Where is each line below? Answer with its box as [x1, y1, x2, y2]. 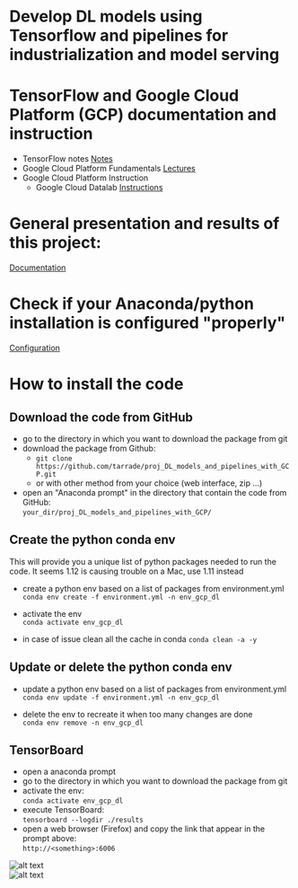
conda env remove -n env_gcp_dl [22, 718, 144, 727]
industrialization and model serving [9, 45, 280, 65]
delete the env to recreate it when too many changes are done [22, 708, 253, 719]
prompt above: [22, 833, 77, 844]
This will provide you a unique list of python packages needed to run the [9, 556, 276, 567]
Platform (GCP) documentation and [9, 105, 276, 125]
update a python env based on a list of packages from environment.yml [22, 683, 287, 694]
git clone [35, 454, 74, 463]
